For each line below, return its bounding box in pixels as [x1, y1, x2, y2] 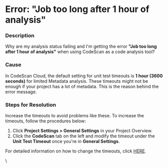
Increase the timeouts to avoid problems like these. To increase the [5, 113, 144, 119]
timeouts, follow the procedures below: [5, 118, 87, 124]
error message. [5, 89, 37, 95]
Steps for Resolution [5, 101, 56, 108]
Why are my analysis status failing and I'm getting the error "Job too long [5, 44, 157, 50]
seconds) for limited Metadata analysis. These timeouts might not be [5, 78, 148, 84]
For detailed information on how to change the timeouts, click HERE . [5, 148, 146, 154]
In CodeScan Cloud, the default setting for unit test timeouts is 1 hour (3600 [5, 73, 163, 79]
